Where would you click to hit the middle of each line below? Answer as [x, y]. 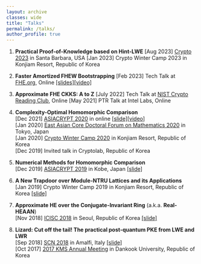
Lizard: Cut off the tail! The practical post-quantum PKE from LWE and [105, 230]
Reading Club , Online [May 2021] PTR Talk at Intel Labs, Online [93, 101]
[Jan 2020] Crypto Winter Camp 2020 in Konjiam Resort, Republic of [100, 138]
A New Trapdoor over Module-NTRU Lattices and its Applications [98, 181]
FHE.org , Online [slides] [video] [53, 83]
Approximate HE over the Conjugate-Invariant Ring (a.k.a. [88, 205]
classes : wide [24, 18]
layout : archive [27, 12]
